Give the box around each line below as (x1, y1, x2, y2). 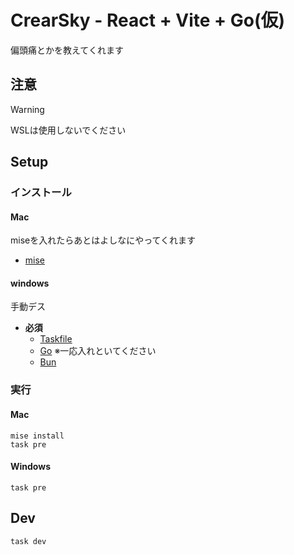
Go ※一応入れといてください (39, 345, 157, 357)
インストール (10, 186, 72, 200)
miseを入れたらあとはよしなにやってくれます (10, 234, 197, 246)
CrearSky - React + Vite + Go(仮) (10, 9, 286, 32)
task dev (10, 536, 47, 546)
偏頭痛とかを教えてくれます (10, 44, 124, 56)
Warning (10, 103, 45, 115)
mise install (10, 431, 65, 441)
